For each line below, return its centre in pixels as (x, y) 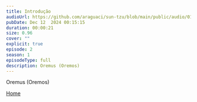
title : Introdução (28, 11)
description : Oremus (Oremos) (43, 66)
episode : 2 (19, 50)
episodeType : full (28, 60)
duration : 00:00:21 (30, 28)
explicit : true (25, 44)
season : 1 (18, 55)
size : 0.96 (19, 33)
